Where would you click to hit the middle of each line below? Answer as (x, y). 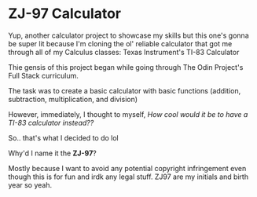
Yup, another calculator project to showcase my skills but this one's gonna (128, 35)
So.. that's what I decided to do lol (64, 137)
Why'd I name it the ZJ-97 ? (52, 153)
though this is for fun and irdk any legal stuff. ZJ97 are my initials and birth (128, 177)
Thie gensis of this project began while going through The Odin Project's (126, 67)
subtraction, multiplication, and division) (73, 99)
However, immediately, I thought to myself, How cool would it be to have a (128, 114)
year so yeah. (30, 184)
